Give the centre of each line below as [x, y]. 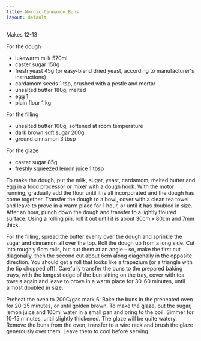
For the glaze [22, 150]
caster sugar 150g [37, 64]
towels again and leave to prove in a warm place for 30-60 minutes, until [96, 281]
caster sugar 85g [36, 162]
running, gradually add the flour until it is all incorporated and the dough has [100, 192]
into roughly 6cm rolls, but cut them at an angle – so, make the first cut [94, 249]
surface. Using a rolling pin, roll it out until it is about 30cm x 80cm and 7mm [100, 218]
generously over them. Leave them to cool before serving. [78, 331]
